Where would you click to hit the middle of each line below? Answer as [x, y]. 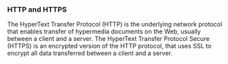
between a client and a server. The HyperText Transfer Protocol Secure [108, 39]
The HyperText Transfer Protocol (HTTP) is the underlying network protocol [115, 25]
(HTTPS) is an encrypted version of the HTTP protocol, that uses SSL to [110, 46]
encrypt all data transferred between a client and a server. [90, 53]
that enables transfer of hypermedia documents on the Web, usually [104, 31]
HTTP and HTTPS [37, 10]
